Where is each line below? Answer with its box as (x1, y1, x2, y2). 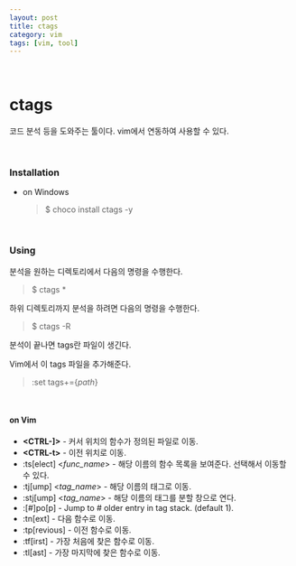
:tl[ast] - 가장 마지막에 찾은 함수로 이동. (22, 547, 161, 558)
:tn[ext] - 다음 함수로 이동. (22, 513, 116, 524)
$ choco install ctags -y (44, 204, 134, 215)
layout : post (9, 13, 59, 23)
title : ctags (9, 22, 59, 31)
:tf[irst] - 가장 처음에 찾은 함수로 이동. (22, 535, 155, 546)
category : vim (9, 30, 63, 39)
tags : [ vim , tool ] (9, 38, 79, 48)
